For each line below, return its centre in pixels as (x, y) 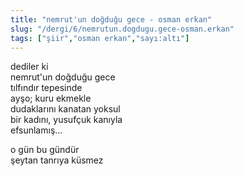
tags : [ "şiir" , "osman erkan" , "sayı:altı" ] (100, 38)
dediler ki (29, 67)
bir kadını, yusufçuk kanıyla (66, 120)
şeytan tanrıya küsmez (57, 160)
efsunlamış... (36, 130)
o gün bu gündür (45, 150)
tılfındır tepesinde (46, 88)
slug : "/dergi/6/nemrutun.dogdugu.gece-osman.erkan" (122, 29)
